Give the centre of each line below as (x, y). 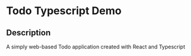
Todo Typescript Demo (64, 11)
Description (28, 33)
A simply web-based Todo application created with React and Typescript (96, 47)
